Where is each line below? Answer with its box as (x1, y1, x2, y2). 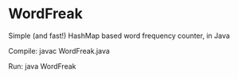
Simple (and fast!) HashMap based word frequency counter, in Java (8, 31, 231, 40)
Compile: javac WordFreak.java (8, 46, 110, 55)
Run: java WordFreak (8, 61, 77, 71)
